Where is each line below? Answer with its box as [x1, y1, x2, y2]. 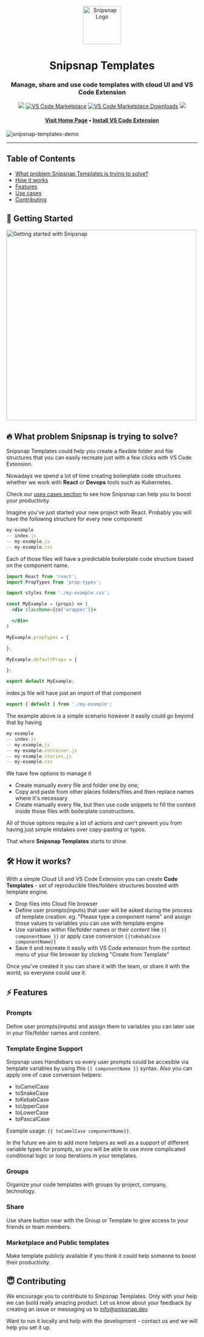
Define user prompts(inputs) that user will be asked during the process [15, 907, 192, 914]
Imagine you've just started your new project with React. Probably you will [6, 509, 192, 516]
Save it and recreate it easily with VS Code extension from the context [15, 944, 191, 952]
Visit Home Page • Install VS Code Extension [44, 116, 160, 124]
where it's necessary [15, 794, 68, 802]
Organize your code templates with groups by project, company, [6, 1181, 168, 1188]
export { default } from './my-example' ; [6, 701, 113, 707]
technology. [6, 1188, 36, 1195]
